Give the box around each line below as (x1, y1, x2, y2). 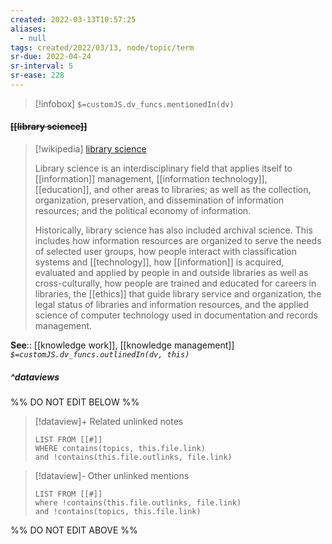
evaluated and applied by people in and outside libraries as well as (34, 267, 309, 279)
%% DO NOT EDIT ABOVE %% (10, 524, 138, 536)
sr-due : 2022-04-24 (10, 52, 92, 62)
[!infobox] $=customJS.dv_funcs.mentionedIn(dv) (34, 97, 235, 110)
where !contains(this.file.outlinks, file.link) (34, 498, 242, 508)
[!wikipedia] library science (34, 143, 147, 155)
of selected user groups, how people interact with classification (34, 246, 297, 258)
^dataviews (10, 371, 60, 383)
